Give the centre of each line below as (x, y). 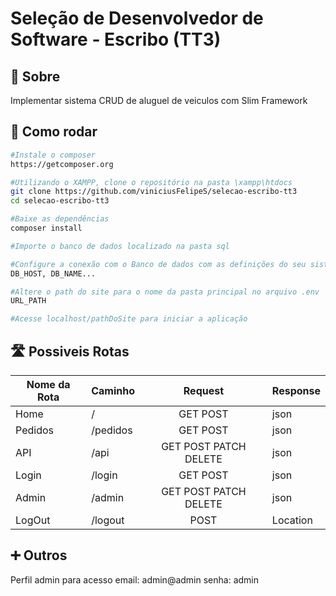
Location (292, 520)
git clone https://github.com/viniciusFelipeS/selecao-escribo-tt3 (154, 192)
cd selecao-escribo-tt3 (60, 201)
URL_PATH (28, 301)
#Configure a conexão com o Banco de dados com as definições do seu (158, 264)
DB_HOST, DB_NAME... (53, 273)
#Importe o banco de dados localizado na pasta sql (120, 246)
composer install (46, 228)
